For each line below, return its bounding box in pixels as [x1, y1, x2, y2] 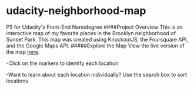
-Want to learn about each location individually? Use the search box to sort [6, 71, 187, 78]
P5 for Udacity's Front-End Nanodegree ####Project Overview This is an [6, 23, 183, 30]
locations [6, 77, 28, 84]
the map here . [6, 48, 40, 55]
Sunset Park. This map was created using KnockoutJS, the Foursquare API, [6, 36, 188, 43]
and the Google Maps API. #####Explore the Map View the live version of [6, 42, 185, 49]
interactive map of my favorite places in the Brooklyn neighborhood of [6, 29, 176, 36]
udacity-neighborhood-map [6, 4, 146, 18]
